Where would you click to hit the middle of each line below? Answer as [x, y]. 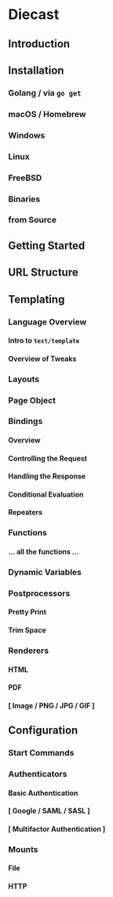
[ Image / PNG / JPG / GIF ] [52, 705]
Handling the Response [47, 476]
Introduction [39, 44]
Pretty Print [27, 612]
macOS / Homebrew [47, 114]
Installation [36, 70]
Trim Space [27, 630]
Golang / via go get [45, 92]
